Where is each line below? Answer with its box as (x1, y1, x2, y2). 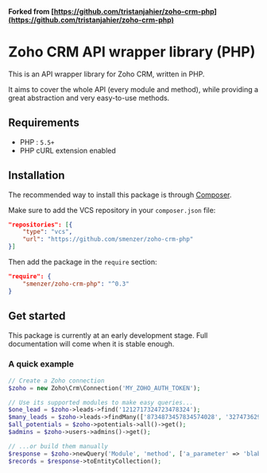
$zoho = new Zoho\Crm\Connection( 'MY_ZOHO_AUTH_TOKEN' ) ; (8, 384, 201, 392)
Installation (8, 169, 65, 182)
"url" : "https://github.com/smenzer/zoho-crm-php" (22, 235, 194, 243)
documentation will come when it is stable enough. (8, 339, 175, 348)
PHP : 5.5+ (19, 137, 55, 146)
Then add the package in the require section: (8, 258, 157, 267)
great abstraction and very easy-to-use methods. (8, 93, 170, 103)
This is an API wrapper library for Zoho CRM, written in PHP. (8, 69, 205, 79)
